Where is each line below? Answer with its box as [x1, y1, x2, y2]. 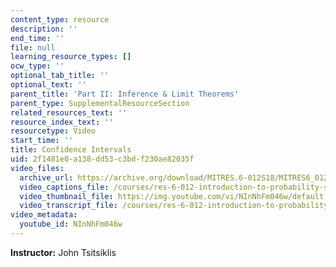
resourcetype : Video [10, 126, 97, 136]
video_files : [10, 163, 65, 173]
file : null [10, 42, 56, 53]
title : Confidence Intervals [10, 145, 132, 155]
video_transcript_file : [19, 201, 118, 211]
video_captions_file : [19, 182, 110, 192]
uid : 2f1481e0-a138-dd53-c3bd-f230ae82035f [10, 154, 195, 164]
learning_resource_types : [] [10, 52, 132, 62]
